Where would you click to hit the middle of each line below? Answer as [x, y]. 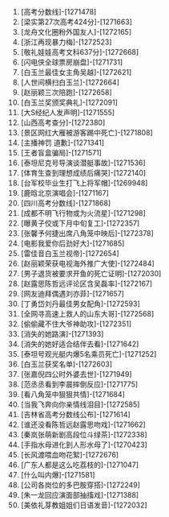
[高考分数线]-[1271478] [58, 12]
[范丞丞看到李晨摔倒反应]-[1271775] [79, 384]
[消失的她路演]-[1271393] [62, 334]
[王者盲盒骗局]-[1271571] [61, 153]
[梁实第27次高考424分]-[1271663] [76, 22]
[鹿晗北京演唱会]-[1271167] [64, 193]
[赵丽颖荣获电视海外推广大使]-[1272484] [87, 263]
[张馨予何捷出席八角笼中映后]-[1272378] [87, 233]
